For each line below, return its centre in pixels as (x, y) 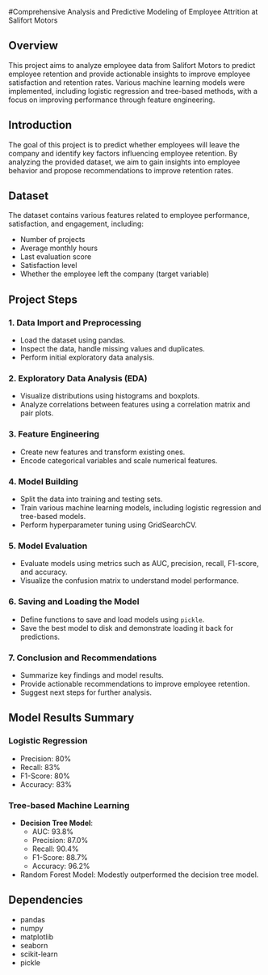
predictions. (40, 637)
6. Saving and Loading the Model (74, 602)
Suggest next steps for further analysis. (86, 692)
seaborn (34, 945)
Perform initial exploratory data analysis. (87, 358)
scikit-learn (39, 954)
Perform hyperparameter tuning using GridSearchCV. (109, 525)
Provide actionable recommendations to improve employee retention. (135, 683)
